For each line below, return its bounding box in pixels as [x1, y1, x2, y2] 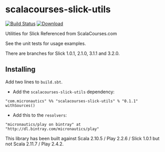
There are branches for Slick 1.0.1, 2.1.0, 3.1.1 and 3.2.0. [5, 50, 120, 56]
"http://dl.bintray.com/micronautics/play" [5, 126, 100, 132]
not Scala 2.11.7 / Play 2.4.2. [5, 141, 64, 147]
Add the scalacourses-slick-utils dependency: [12, 89, 115, 95]
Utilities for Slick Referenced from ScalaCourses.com [5, 30, 117, 36]
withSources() [5, 103, 36, 108]
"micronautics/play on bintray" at [5, 122, 81, 127]
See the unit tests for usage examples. [5, 40, 86, 47]
